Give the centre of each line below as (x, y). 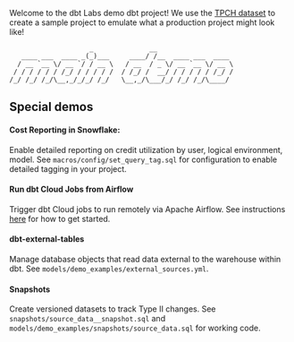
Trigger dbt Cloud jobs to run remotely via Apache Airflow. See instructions (147, 209)
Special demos (51, 107)
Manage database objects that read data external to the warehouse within (145, 259)
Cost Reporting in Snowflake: (65, 130)
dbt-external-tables (47, 239)
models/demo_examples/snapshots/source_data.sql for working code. (135, 328)
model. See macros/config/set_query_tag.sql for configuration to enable (143, 159)
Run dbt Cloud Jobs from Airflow (71, 189)
